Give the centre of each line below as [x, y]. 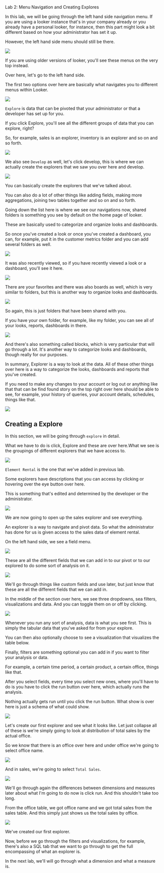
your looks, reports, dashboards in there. [46, 326]
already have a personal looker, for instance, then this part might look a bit [80, 27]
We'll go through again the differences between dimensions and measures [80, 788]
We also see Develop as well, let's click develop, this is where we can [74, 162]
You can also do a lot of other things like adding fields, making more [74, 195]
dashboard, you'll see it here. [35, 268]
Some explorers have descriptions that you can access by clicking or [75, 479]
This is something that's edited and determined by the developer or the [77, 493]
